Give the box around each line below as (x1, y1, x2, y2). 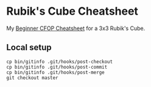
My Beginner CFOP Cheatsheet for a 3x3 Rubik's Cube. (6, 25, 146, 32)
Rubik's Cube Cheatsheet (6, 4, 139, 18)
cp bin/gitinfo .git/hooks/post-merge (6, 69, 105, 75)
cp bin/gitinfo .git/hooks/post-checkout (6, 58, 113, 65)
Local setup (6, 42, 52, 53)
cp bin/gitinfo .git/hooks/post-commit (6, 64, 108, 70)
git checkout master (6, 75, 59, 81)
